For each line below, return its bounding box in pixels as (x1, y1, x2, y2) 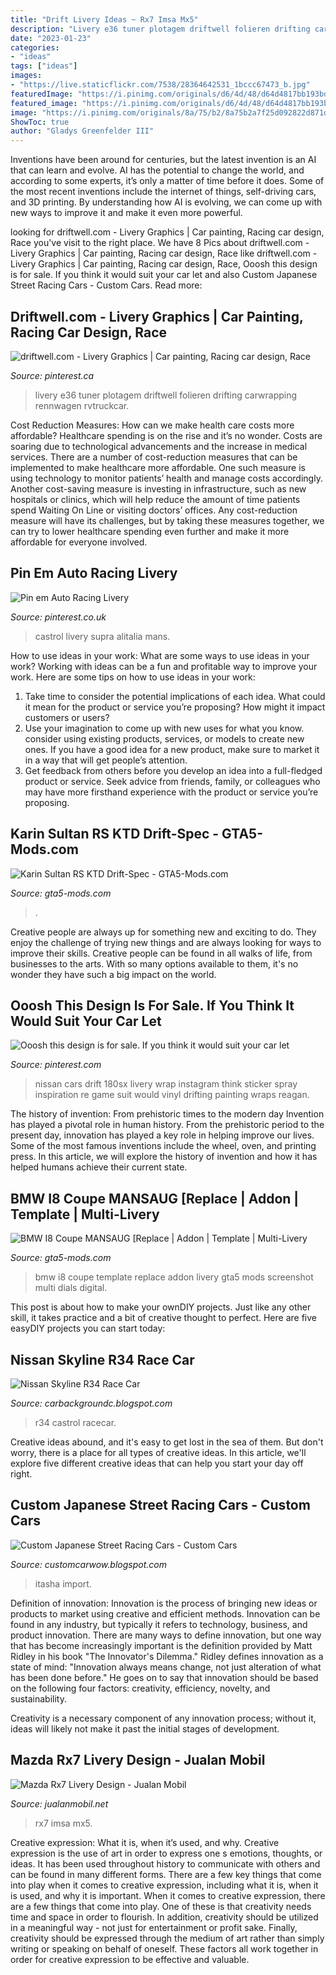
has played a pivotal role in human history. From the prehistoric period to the (10, 1119, 325, 1131)
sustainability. (10, 1692, 67, 1705)
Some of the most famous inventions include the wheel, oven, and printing (10, 1140, 317, 1152)
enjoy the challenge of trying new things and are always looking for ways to (10, 936, 322, 948)
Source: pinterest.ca (10, 369, 95, 381)
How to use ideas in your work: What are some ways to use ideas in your (10, 649, 310, 661)
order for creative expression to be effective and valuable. (10, 1953, 250, 1965)
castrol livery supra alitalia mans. (34, 630, 171, 642)
